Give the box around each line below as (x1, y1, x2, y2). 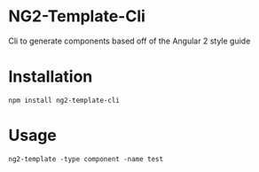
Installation (8, 66, 93, 87)
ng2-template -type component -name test (8, 154, 164, 163)
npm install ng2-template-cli (8, 96, 121, 105)
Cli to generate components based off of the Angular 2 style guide (8, 35, 251, 46)
